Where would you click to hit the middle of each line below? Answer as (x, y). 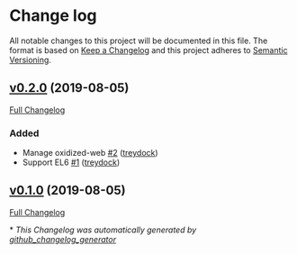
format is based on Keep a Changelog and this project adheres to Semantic (148, 50)
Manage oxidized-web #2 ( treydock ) (90, 153)
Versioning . (31, 59)
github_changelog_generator (63, 239)
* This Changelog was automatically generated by (103, 230)
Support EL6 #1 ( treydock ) (71, 162)
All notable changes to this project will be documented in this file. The (139, 41)
